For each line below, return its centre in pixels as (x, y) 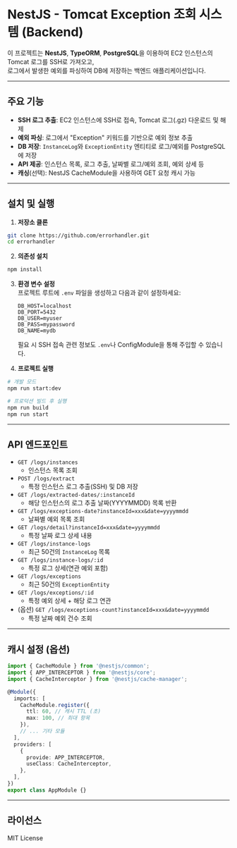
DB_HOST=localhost (44, 306)
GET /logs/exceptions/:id (55, 593)
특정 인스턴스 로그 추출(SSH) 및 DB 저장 (83, 486)
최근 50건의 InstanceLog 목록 (69, 552)
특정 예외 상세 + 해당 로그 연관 (69, 601)
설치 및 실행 (31, 204)
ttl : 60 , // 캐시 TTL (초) (63, 712)
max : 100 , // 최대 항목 (58, 718)
